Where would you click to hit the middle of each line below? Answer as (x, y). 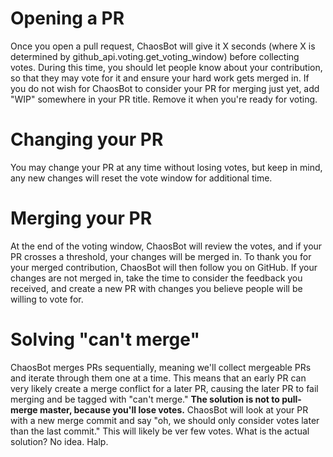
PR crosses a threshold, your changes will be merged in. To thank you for (161, 256)
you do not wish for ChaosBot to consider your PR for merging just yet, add (165, 88)
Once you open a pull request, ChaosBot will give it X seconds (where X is (163, 46)
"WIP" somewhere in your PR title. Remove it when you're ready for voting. (164, 99)
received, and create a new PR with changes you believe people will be (156, 288)
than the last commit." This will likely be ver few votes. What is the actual (160, 431)
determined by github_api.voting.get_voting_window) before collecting (155, 56)
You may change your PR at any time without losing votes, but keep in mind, (166, 167)
